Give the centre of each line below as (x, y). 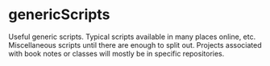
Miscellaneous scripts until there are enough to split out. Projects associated (135, 45)
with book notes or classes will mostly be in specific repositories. (116, 53)
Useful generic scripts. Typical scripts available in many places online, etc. (132, 37)
